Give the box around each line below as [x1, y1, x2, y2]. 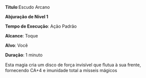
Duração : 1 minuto [5, 52, 43, 58]
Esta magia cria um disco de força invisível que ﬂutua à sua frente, [5, 62, 142, 68]
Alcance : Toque [5, 33, 38, 39]
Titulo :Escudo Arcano [5, 4, 50, 10]
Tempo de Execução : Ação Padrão [5, 23, 77, 29]
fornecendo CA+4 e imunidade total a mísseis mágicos [5, 68, 118, 73]
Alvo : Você [5, 42, 28, 48]
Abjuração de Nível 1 [5, 14, 49, 19]
